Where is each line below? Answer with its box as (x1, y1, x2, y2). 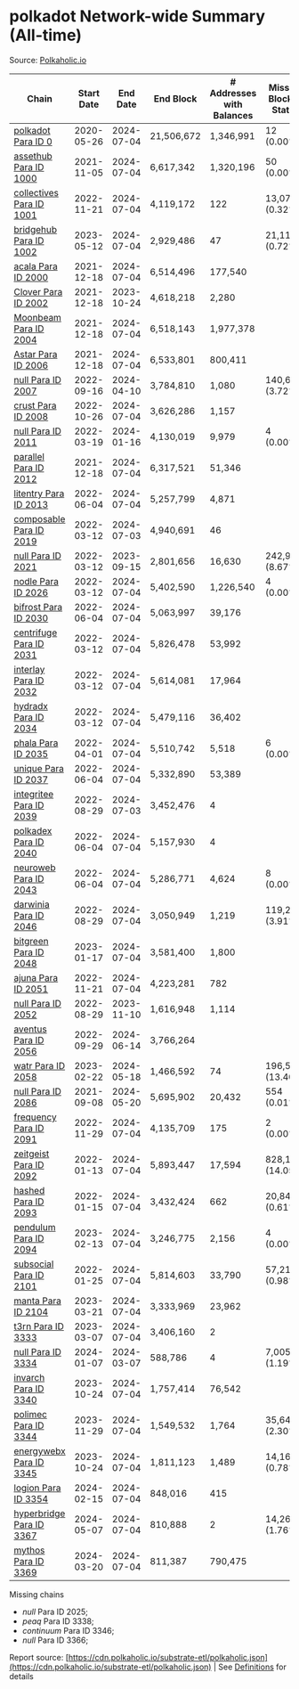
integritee (13, 787, 54, 800)
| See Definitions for (213, 1661, 287, 1672)
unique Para (13, 762, 64, 774)
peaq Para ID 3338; (21, 1615, 95, 1627)
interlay (13, 663, 45, 675)
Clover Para (13, 285, 63, 298)
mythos (13, 1544, 45, 1556)
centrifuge (13, 626, 58, 639)
